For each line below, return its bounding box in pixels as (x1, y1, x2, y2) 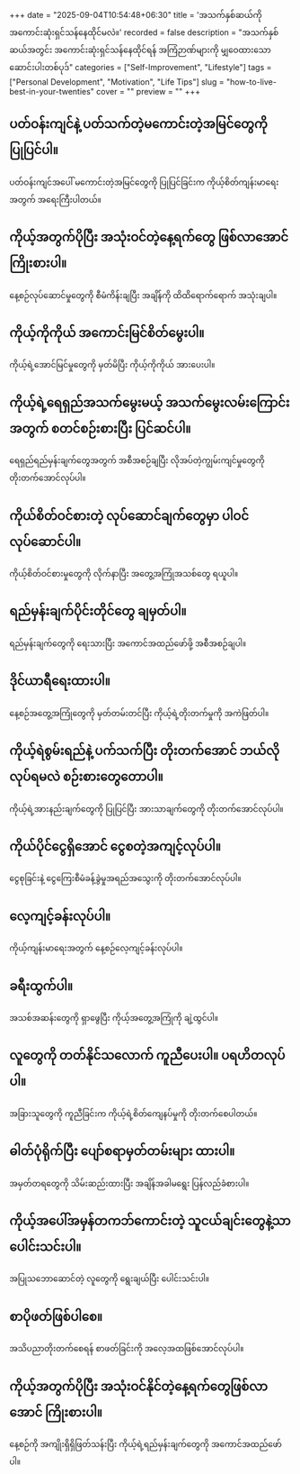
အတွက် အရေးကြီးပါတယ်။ (9, 194, 101, 205)
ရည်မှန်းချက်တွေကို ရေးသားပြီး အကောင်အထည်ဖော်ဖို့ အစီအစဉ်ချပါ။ (9, 638, 247, 649)
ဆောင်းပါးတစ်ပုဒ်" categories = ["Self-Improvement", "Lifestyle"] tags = (9, 62, 272, 72)
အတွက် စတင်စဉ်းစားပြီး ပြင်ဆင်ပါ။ (9, 421, 191, 436)
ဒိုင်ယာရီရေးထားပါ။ (9, 674, 110, 689)
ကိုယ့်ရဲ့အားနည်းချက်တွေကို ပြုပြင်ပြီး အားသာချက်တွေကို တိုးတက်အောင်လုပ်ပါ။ (9, 803, 285, 814)
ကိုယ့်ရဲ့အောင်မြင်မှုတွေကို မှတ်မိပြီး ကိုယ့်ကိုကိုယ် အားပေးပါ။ (9, 359, 216, 370)
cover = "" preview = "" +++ (95, 86, 201, 96)
